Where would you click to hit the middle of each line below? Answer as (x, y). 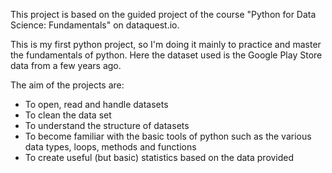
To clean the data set (68, 115)
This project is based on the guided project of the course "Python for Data (163, 14)
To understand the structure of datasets (107, 125)
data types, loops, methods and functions (110, 147)
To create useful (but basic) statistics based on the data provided (159, 157)
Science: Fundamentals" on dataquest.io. (95, 25)
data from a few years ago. (66, 65)
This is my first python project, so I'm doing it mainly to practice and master (166, 44)
